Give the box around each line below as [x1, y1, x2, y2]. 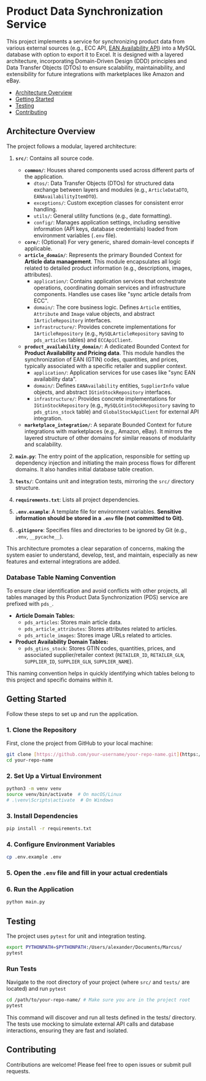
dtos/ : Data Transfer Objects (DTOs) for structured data [33, 179, 175, 187]
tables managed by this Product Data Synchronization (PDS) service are [6, 594, 188, 601]
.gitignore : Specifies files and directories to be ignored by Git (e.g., [15, 526, 187, 533]
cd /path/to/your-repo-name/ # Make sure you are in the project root [6, 997, 191, 1003]
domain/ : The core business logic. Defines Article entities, [33, 303, 181, 311]
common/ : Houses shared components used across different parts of [24, 166, 195, 173]
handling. [33, 205, 58, 213]
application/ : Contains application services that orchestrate [33, 277, 186, 285]
